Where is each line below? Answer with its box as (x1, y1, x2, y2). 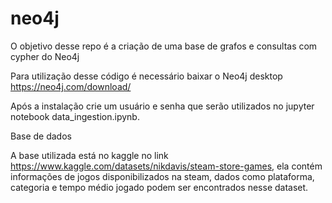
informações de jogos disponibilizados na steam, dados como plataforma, (10, 170, 315, 182)
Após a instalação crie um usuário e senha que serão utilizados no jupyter (10, 100, 315, 112)
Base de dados (10, 130, 72, 142)
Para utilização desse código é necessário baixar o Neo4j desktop (10, 70, 283, 82)
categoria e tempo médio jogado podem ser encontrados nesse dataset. (10, 181, 309, 193)
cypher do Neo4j (10, 50, 80, 62)
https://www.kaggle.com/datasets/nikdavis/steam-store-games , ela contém (10, 160, 323, 172)
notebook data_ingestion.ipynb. (10, 110, 140, 122)
